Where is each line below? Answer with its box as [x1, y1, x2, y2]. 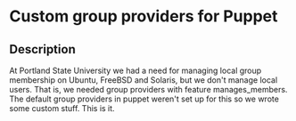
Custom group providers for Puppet [9, 6, 278, 27]
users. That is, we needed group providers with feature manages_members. [9, 85, 288, 94]
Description [9, 42, 76, 57]
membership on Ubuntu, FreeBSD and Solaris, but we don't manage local [9, 75, 278, 85]
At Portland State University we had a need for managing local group [9, 65, 262, 76]
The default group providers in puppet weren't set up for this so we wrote [9, 93, 279, 104]
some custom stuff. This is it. [9, 103, 115, 113]
